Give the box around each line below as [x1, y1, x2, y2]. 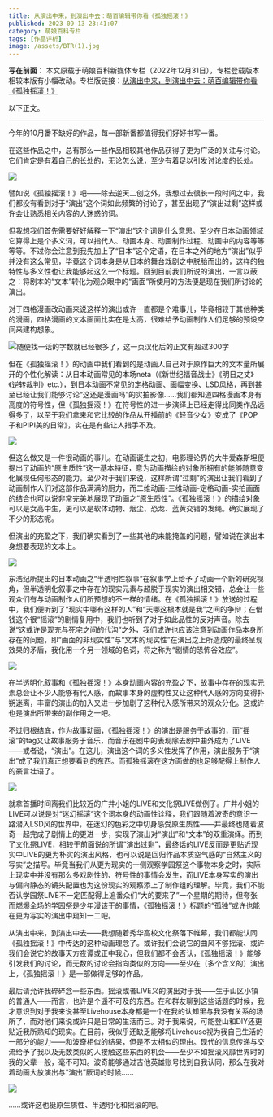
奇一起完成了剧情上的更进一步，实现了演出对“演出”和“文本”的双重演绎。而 [8, 830, 256, 839]
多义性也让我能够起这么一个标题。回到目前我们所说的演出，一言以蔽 [29, 266, 258, 277]
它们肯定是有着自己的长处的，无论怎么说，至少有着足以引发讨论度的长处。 [8, 156, 258, 165]
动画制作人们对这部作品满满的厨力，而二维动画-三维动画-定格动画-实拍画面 [8, 484, 261, 493]
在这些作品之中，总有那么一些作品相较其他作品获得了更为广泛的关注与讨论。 [8, 146, 265, 156]
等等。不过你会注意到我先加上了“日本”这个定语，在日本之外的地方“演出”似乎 [8, 246, 263, 256]
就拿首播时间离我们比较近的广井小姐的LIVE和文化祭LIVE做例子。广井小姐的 [8, 799, 260, 808]
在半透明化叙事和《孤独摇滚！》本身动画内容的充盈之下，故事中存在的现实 [8, 677, 258, 688]
